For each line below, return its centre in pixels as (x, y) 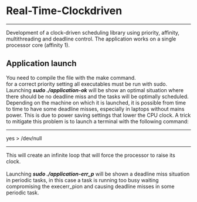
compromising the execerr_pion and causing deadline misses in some (90, 186)
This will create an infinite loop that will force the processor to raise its (91, 155)
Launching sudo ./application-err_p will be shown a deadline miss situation (98, 174)
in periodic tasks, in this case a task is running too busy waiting (83, 180)
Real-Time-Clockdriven (64, 11)
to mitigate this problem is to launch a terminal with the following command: (97, 121)
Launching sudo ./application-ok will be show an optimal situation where (95, 90)
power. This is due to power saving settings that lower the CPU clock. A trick (98, 115)
